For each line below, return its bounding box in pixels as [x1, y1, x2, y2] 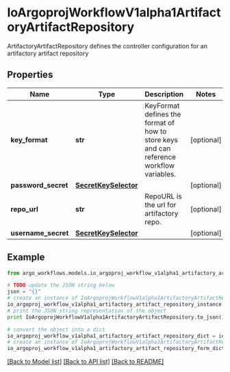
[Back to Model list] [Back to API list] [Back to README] [7, 358, 164, 366]
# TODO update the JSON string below [7, 282, 115, 289]
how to [144, 127, 167, 136]
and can [144, 144, 171, 153]
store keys [144, 135, 178, 144]
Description [144, 89, 183, 98]
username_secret [10, 228, 69, 237]
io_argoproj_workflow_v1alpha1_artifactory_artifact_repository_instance [7, 301, 222, 308]
